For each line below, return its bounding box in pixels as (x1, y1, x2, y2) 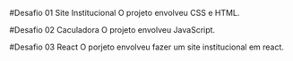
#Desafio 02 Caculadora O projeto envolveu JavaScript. (9, 25, 216, 34)
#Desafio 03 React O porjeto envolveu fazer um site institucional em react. (9, 42, 285, 52)
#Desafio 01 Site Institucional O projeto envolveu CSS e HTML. (9, 8, 240, 18)
